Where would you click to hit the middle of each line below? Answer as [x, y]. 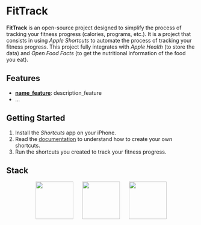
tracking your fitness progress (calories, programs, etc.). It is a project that [99, 34]
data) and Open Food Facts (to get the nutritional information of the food [96, 53]
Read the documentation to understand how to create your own [94, 139]
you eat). [17, 59]
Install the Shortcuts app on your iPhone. [65, 133]
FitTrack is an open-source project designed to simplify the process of [94, 28]
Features [23, 78]
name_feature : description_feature [58, 93]
